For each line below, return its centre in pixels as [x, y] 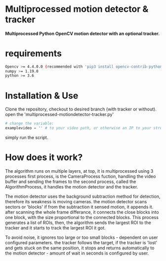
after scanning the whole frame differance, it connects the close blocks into [82, 212]
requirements [33, 53]
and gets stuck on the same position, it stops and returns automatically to [80, 248]
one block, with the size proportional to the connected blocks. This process [82, 217]
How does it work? [44, 158]
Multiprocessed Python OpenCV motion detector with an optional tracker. [83, 34]
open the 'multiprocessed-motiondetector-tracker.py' [60, 114]
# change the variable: [30, 124]
